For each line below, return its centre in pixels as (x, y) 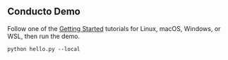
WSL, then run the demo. (44, 36)
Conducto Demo (44, 12)
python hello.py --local (44, 49)
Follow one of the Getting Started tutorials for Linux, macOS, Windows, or (114, 28)
